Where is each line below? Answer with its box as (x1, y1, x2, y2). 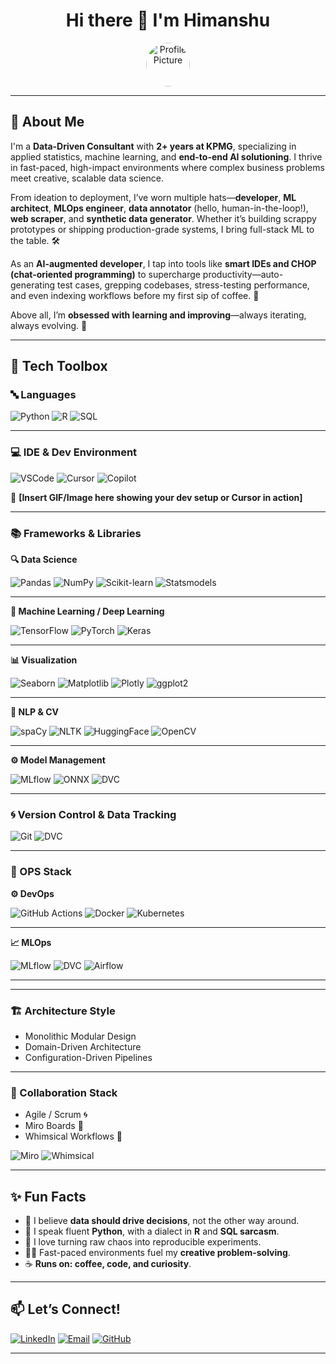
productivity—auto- (202, 268, 284, 280)
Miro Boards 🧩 (24, 1120, 84, 1132)
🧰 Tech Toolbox (10, 358, 108, 375)
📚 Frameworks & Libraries (10, 526, 142, 540)
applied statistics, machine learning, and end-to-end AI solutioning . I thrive (10, 150, 323, 163)
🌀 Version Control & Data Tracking (10, 807, 177, 821)
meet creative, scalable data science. (10, 172, 164, 184)
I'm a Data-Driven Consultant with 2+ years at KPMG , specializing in (10, 140, 297, 152)
